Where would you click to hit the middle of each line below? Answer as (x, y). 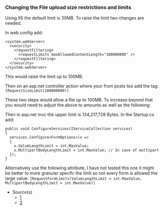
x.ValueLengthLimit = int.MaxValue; (52, 146)
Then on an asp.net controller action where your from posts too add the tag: (82, 86)
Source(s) (22, 192)
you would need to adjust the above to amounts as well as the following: (78, 105)
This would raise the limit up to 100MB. (44, 77)
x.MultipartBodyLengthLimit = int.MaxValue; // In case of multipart (87, 150)
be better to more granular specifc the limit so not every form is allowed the (82, 173)
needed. (14, 23)
